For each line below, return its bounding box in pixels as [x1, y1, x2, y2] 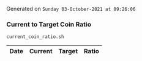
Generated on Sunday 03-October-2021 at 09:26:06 [6, 5, 136, 12]
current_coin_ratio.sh [6, 34, 64, 40]
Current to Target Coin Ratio [6, 20, 92, 28]
